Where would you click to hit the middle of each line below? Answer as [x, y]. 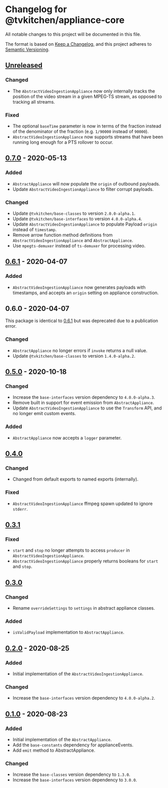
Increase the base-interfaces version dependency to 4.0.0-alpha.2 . [84, 698]
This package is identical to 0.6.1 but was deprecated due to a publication [82, 321]
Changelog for [36, 9]
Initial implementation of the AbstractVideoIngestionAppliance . [78, 674]
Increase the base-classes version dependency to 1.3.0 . [71, 775]
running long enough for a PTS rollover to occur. [63, 142]
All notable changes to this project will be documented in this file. [73, 34]
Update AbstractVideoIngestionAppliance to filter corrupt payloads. [83, 189]
